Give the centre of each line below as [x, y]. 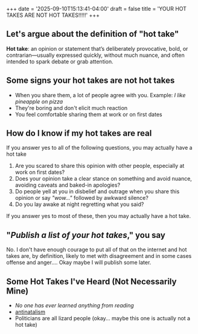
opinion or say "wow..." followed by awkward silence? [82, 198]
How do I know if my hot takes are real [79, 133]
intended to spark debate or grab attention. [60, 61]
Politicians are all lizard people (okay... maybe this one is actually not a [103, 318]
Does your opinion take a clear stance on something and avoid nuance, [103, 179]
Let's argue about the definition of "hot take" [93, 34]
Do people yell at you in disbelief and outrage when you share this [97, 191]
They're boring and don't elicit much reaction [71, 108]
